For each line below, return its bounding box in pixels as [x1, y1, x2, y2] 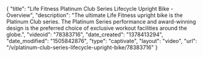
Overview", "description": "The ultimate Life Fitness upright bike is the [6, 12, 183, 19]
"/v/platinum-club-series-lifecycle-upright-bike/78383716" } [6, 44, 158, 51]
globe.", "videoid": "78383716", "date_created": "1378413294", [6, 31, 163, 38]
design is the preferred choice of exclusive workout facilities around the [6, 24, 188, 32]
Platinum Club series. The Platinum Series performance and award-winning [6, 18, 196, 25]
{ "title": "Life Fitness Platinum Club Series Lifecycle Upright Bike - [6, 5, 174, 12]
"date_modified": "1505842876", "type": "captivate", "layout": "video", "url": [6, 38, 197, 44]
